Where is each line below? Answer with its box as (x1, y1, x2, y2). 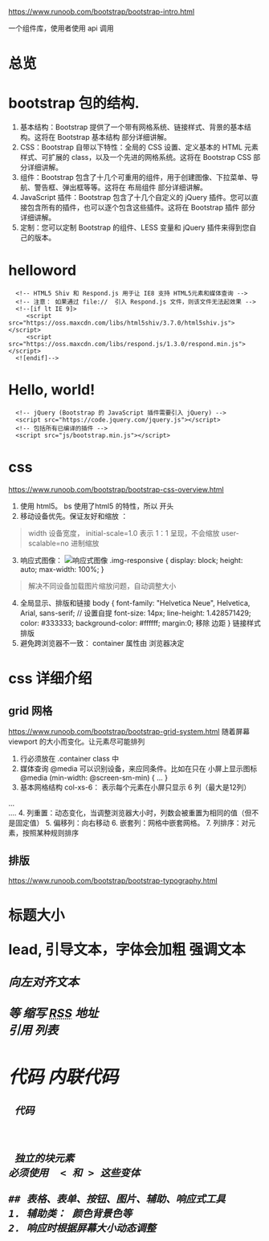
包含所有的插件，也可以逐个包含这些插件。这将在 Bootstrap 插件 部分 (26, 202, 255, 212)
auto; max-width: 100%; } (19, 564, 104, 574)
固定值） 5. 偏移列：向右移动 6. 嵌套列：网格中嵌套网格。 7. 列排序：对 (14, 818, 249, 827)
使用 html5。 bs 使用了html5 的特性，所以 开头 (19, 501, 174, 511)
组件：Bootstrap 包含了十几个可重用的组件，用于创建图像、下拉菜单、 (19, 173, 251, 182)
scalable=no (27, 538, 70, 548)
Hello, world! (8, 381, 96, 399)
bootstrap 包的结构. (8, 94, 140, 112)
